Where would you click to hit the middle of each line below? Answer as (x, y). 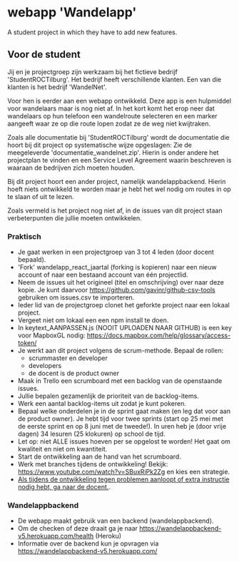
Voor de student (44, 55)
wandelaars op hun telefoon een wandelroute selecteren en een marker (112, 116)
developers (45, 366)
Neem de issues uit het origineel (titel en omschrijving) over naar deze (121, 282)
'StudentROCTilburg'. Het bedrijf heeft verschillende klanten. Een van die (115, 79)
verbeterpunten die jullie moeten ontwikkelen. (75, 218)
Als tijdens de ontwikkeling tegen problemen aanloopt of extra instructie (123, 479)
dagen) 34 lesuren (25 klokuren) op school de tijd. (91, 434)
